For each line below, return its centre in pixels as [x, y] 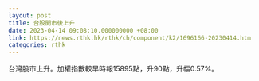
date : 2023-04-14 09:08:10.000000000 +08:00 [83, 30]
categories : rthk [37, 45]
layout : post [30, 15]
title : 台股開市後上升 [42, 23]
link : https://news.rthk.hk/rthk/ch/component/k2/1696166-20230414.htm [129, 38]
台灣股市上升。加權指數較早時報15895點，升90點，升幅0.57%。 [114, 69]
